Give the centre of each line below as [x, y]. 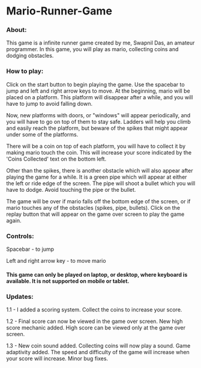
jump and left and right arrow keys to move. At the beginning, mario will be [98, 91]
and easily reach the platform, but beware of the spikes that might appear [97, 128]
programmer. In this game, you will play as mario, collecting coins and [92, 49]
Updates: [20, 296]
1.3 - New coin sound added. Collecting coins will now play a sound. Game [98, 345]
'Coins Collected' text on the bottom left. [56, 159]
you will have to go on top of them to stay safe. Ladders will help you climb [98, 121]
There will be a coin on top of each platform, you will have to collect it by [96, 146]
